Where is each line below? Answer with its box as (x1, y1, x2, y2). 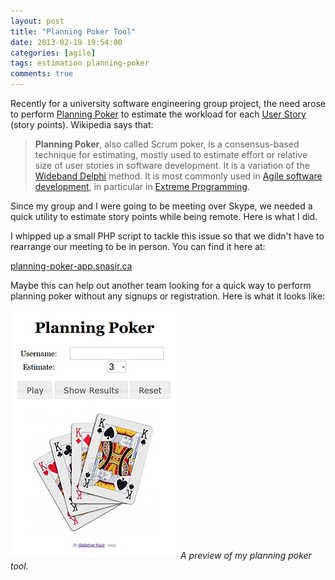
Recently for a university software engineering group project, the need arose (10, 98, 326, 109)
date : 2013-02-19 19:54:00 (10, 37, 123, 47)
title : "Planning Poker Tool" (10, 26, 137, 37)
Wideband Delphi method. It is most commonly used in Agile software (34, 170, 323, 182)
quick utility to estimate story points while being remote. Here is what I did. (10, 211, 318, 222)
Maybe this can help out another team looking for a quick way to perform (10, 280, 312, 291)
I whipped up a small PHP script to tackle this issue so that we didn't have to (10, 230, 325, 242)
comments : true (10, 69, 74, 79)
